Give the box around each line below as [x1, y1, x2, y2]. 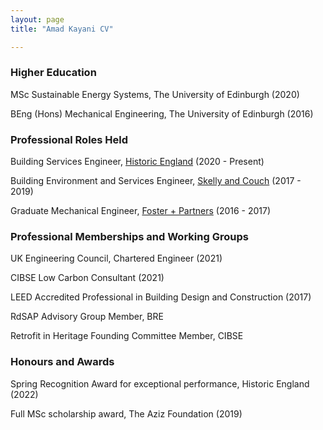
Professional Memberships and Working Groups [10, 230, 249, 244]
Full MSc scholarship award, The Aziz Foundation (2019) [10, 407, 243, 420]
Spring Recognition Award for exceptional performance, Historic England [10, 377, 310, 390]
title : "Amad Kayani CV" [10, 24, 114, 34]
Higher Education [10, 66, 97, 80]
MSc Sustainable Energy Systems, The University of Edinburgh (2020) [10, 88, 300, 100]
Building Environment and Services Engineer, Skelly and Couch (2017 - [10, 175, 302, 187]
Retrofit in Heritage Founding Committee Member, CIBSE [10, 330, 244, 342]
